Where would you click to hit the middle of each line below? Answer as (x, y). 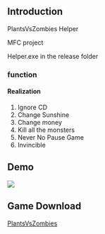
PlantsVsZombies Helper (43, 28)
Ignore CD (32, 107)
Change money (39, 122)
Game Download (44, 206)
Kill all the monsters (46, 130)
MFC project (25, 43)
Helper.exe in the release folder (53, 56)
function (22, 74)
